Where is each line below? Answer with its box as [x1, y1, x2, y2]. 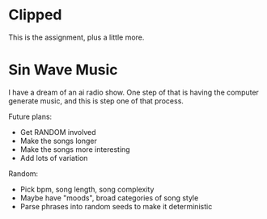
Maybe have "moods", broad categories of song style [19, 192, 199, 203]
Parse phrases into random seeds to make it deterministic [19, 201, 213, 211]
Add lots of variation [19, 153, 88, 162]
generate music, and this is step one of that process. [8, 95, 184, 106]
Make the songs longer [19, 136, 97, 145]
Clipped [8, 6, 62, 24]
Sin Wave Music [8, 61, 119, 79]
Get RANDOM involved [19, 127, 96, 137]
